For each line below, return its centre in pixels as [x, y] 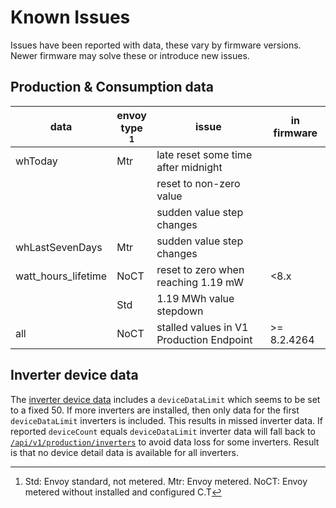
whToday [36, 161]
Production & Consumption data [112, 87]
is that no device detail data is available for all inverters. [124, 452]
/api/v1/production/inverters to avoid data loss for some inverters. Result [165, 442]
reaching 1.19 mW [200, 282]
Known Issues [70, 17]
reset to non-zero [198, 183]
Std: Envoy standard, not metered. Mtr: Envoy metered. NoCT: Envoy [166, 481]
